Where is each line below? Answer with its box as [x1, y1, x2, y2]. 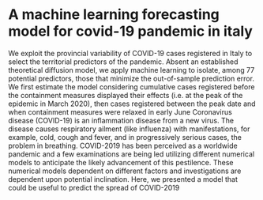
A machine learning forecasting [8, 6, 220, 24]
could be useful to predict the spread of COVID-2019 [8, 183, 180, 192]
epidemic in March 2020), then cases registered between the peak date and [8, 99, 256, 108]
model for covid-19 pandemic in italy [8, 22, 253, 40]
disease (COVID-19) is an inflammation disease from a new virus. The [8, 115, 235, 125]
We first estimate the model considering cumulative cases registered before [8, 81, 255, 92]
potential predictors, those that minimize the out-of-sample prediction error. [8, 74, 255, 83]
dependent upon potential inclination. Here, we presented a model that [8, 174, 239, 183]
